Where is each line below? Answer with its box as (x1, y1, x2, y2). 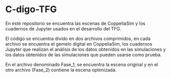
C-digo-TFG (5, 4, 57, 15)
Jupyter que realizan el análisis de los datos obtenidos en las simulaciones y (5, 46, 166, 52)
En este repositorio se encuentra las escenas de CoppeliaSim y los (5, 20, 145, 26)
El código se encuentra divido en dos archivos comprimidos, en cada (5, 35, 151, 42)
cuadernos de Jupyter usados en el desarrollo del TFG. (5, 25, 121, 31)
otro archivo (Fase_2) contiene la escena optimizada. (5, 67, 117, 73)
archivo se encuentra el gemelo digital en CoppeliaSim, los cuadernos (5, 41, 153, 47)
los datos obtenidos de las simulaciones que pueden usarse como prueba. (5, 52, 162, 58)
